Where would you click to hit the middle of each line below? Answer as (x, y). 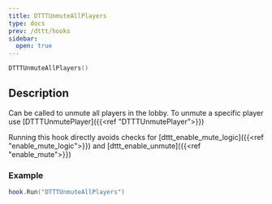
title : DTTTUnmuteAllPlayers (58, 16)
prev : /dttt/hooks (39, 31)
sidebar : (23, 38)
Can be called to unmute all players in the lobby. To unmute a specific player (136, 113)
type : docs (27, 23)
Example (26, 175)
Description (39, 93)
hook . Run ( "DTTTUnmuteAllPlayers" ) (67, 192)
